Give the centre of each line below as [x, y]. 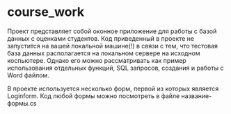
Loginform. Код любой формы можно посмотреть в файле [94, 96]
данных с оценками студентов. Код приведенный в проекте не [101, 38]
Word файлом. [29, 75]
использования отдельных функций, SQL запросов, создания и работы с [115, 68]
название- [197, 96]
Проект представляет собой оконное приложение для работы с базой [112, 31]
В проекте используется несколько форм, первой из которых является [113, 88]
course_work [46, 12]
